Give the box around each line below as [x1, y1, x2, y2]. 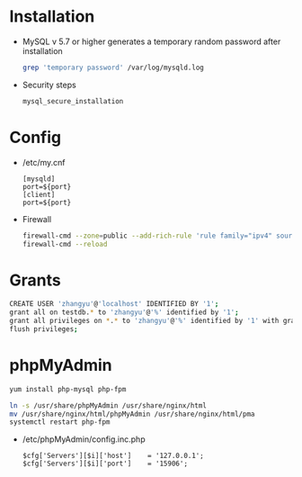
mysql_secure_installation [22, 96, 124, 105]
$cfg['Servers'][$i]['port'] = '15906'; [22, 459, 189, 469]
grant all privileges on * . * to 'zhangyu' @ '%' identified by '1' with [9, 317, 280, 326]
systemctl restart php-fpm [9, 418, 111, 427]
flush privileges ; [9, 324, 78, 334]
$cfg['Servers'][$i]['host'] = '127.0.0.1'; [22, 452, 204, 461]
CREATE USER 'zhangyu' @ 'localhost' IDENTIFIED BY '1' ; [9, 300, 219, 309]
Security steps [22, 79, 76, 90]
